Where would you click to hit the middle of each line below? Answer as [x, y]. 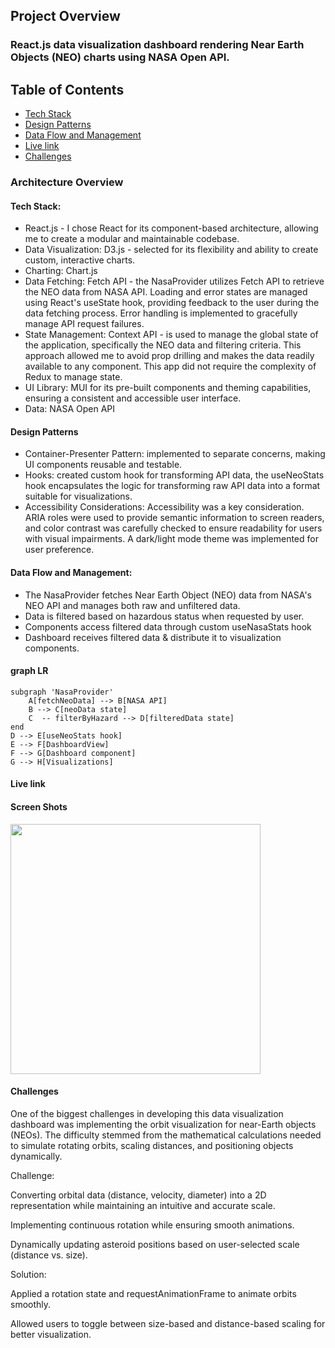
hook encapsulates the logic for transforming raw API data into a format [172, 486]
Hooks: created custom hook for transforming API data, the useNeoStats [174, 475]
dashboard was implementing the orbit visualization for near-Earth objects [163, 1124]
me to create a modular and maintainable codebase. [132, 239]
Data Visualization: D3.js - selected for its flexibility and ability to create [171, 250]
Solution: [28, 1274]
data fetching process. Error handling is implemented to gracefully [161, 313]
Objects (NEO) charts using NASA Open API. [120, 57]
